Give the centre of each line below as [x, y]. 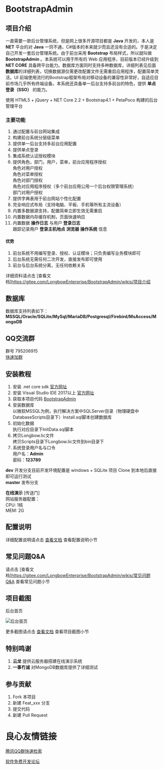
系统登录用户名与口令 [34, 447]
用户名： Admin [28, 454]
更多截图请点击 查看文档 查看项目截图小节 [47, 632]
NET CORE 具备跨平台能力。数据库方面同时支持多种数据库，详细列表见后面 [81, 65]
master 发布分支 [22, 482]
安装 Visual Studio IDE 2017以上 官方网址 [53, 393]
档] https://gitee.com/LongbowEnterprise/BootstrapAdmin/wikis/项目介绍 [78, 282]
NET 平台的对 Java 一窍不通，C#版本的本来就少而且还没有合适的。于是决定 [81, 47]
